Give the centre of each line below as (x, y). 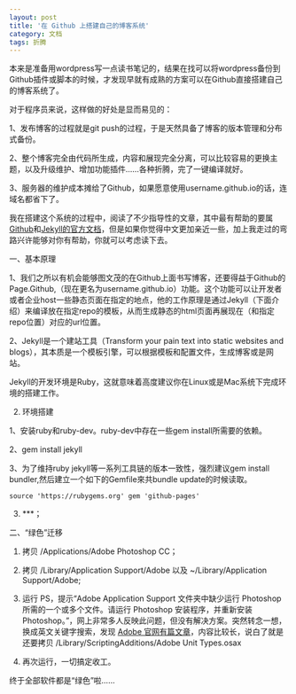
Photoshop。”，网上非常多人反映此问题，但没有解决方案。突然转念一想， (154, 620)
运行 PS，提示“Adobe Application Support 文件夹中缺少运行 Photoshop (152, 598)
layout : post (33, 17)
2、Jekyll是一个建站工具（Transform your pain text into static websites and (146, 341)
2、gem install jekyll (46, 449)
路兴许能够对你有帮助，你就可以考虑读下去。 (91, 240)
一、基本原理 (32, 259)
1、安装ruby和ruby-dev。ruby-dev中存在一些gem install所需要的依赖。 (138, 431)
